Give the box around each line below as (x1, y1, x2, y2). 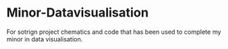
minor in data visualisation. (6, 35, 83, 43)
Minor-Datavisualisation (6, 5, 149, 21)
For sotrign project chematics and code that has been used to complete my (6, 28, 222, 36)
